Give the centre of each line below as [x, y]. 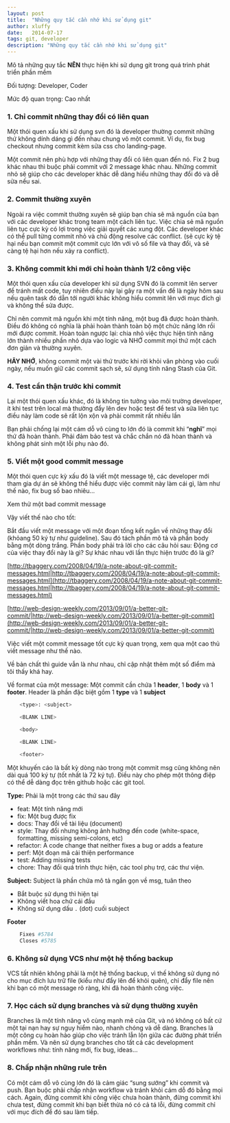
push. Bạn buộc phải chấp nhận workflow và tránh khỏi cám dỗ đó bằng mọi [115, 1090]
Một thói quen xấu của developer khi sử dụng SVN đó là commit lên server [112, 283]
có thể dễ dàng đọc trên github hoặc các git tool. [76, 782]
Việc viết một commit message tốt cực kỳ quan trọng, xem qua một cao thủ [114, 644]
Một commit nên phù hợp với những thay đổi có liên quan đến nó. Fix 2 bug [113, 159]
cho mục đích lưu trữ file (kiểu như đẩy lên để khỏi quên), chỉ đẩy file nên [111, 980]
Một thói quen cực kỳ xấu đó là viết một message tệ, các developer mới [108, 476]
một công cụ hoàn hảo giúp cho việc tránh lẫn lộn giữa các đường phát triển [114, 1035]
